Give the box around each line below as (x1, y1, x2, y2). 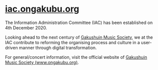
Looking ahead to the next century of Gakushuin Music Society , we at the (5, 34, 153, 40)
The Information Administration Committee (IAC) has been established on (5, 20, 153, 25)
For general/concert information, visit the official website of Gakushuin (5, 54, 148, 60)
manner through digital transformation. (19, 45, 97, 50)
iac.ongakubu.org (5, 3, 79, 15)
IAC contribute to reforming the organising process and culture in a (5, 39, 140, 45)
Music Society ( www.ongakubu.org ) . (5, 59, 79, 65)
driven (5, 45, 18, 50)
